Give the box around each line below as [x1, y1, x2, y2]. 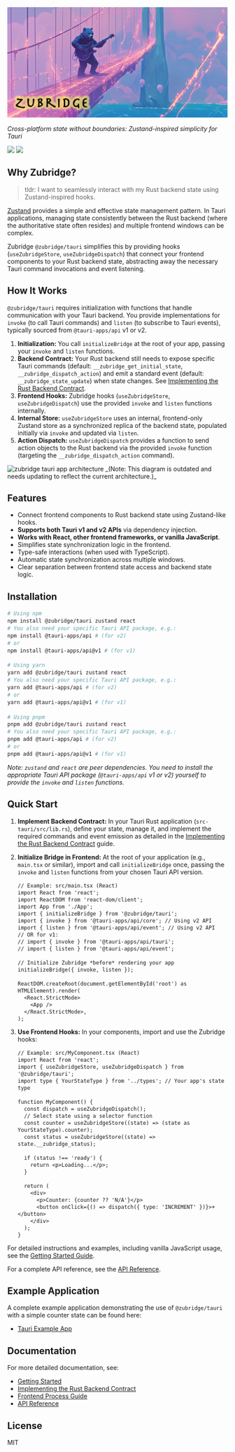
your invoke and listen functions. [17, 347, 115, 355]
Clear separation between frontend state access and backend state [17, 563, 212, 572]
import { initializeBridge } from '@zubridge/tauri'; [17, 910, 178, 917]
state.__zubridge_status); [17, 1140, 97, 1147]
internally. [17, 406, 46, 415]
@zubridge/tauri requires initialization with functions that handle [7, 303, 192, 312]
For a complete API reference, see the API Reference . [7, 1264, 161, 1273]
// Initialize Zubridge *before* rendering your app [17, 959, 175, 966]
